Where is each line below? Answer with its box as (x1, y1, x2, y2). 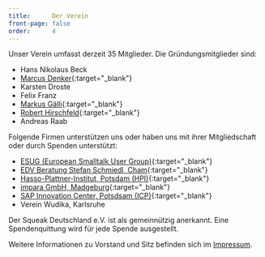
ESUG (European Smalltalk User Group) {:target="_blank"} (19, 156, 213, 166)
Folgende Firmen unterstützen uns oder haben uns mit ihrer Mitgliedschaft (8, 132, 257, 142)
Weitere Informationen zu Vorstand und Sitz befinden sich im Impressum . (8, 240, 253, 250)
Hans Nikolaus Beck (19, 65, 88, 75)
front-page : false (8, 19, 71, 28)
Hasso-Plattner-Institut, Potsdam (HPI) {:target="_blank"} (19, 173, 210, 183)
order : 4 (8, 27, 57, 35)
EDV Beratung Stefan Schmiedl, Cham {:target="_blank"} (19, 165, 208, 175)
